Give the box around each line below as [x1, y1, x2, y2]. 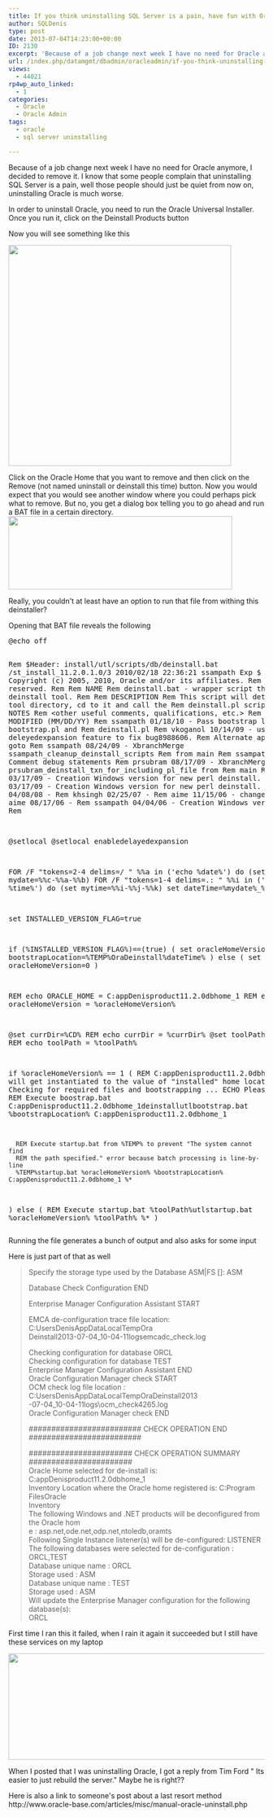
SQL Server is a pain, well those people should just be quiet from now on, [8, 180, 254, 190]
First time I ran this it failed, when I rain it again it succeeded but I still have [8, 1628, 258, 1638]
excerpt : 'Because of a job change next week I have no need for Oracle [8, 50, 260, 58]
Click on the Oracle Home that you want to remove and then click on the [8, 472, 250, 482]
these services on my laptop [8, 1637, 103, 1647]
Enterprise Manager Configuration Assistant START [28, 1298, 201, 1308]
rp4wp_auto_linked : [8, 80, 75, 88]
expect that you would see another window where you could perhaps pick [8, 489, 257, 499]
